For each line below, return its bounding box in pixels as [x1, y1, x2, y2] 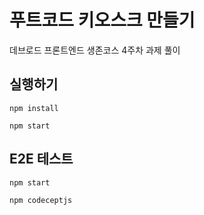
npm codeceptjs [9, 195, 73, 205]
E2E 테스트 [9, 151, 74, 168]
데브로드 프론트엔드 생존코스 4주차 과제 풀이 [9, 44, 181, 56]
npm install [9, 103, 59, 113]
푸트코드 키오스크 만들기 [9, 9, 196, 32]
